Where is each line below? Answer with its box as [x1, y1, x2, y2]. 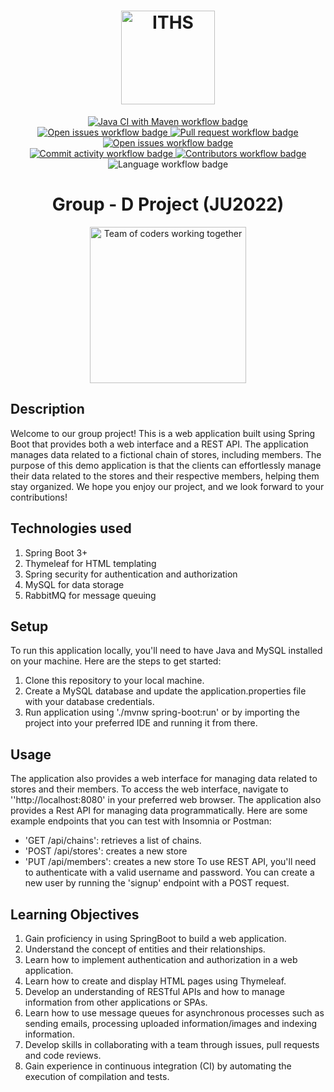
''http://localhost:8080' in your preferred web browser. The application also [10, 794, 322, 806]
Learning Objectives [10, 906, 140, 923]
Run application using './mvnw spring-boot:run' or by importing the [24, 706, 300, 719]
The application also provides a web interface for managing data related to [10, 773, 318, 785]
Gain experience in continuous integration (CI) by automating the [24, 1060, 292, 1072]
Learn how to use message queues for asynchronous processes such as [24, 1006, 325, 1019]
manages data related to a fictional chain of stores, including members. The [10, 448, 322, 460]
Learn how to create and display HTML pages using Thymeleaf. [24, 975, 287, 987]
